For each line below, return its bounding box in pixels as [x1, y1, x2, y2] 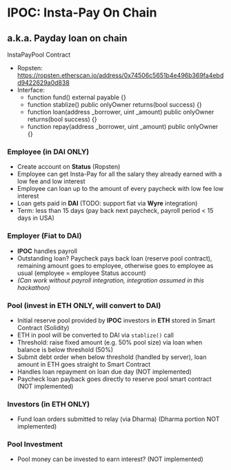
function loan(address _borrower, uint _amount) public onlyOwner [27, 108, 214, 116]
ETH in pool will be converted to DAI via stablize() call [17, 331, 174, 339]
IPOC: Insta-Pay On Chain [7, 5, 157, 21]
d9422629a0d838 [17, 79, 70, 87]
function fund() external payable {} [27, 93, 126, 101]
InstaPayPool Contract [7, 50, 71, 59]
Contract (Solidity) [17, 323, 70, 331]
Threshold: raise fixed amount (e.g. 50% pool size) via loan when [17, 338, 203, 346]
